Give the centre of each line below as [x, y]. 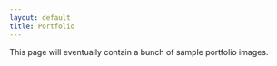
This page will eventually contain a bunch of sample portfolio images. [139, 52]
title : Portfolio [42, 26]
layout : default [40, 18]
